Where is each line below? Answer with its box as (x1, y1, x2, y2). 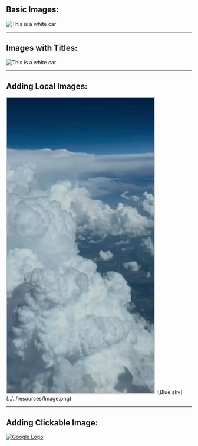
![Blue (156, 389, 171, 396)
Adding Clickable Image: (6, 418, 98, 428)
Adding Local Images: (6, 82, 88, 92)
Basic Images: (6, 5, 59, 15)
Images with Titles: (6, 43, 78, 53)
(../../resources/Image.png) (6, 395, 72, 402)
